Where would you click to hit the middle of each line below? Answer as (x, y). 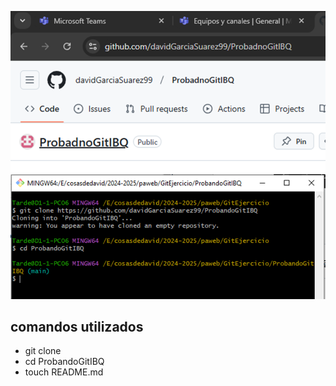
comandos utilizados (77, 326)
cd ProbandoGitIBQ (64, 362)
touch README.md (64, 372)
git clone (43, 351)
